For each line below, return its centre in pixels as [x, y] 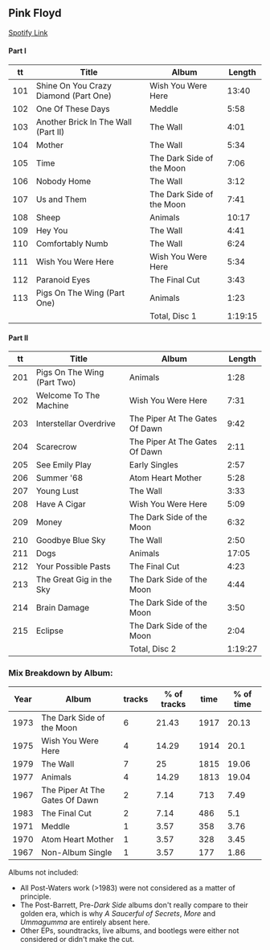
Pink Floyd [35, 13]
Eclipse [50, 631]
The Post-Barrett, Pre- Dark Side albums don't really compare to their [134, 905]
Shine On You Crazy [74, 86]
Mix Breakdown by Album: [61, 673]
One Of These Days [73, 109]
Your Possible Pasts [73, 566]
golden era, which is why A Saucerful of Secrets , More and [117, 913]
